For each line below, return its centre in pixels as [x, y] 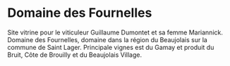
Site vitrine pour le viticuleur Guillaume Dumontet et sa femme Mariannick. [115, 32]
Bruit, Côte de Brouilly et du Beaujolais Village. [75, 55]
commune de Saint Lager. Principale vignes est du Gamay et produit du [111, 47]
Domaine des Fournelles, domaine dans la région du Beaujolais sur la [108, 39]
